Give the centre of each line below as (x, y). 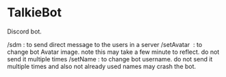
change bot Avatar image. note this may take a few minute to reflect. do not (113, 52)
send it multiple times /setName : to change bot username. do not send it (110, 59)
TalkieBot (34, 13)
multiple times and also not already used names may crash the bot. (102, 66)
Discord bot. (25, 31)
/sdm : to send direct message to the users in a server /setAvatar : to (105, 44)
